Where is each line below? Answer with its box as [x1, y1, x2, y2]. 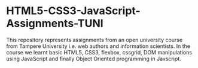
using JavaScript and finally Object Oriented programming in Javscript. [6, 55, 181, 62]
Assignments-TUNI [6, 17, 103, 30]
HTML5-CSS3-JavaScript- [6, 4, 141, 18]
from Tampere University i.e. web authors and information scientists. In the [6, 43, 190, 50]
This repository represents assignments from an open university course [6, 36, 183, 43]
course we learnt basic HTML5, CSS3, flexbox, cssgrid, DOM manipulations [6, 48, 193, 56]
